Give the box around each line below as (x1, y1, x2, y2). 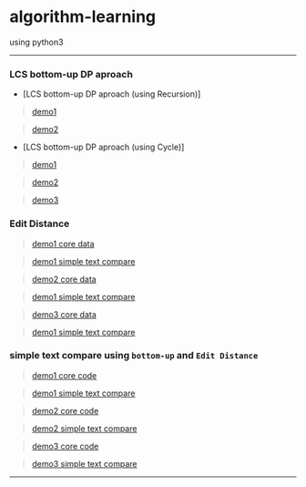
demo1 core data (31, 238, 95, 249)
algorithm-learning (9, 6, 157, 27)
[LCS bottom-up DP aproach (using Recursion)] (22, 88, 201, 99)
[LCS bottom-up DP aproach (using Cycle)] (22, 141, 185, 152)
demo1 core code (31, 369, 97, 380)
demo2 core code (31, 405, 99, 416)
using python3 (9, 36, 64, 47)
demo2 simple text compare (31, 422, 138, 434)
